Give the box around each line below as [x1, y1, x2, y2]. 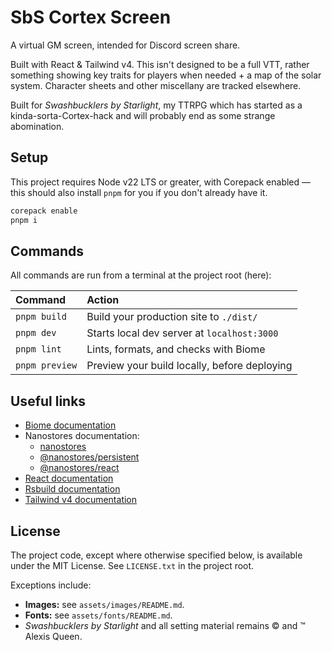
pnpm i [10, 215, 38, 225]
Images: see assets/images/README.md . [24, 598, 185, 610]
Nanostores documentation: [24, 430, 140, 442]
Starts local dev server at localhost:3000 [86, 326, 279, 340]
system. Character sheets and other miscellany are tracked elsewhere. [10, 79, 302, 91]
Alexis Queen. [24, 630, 83, 642]
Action [86, 293, 120, 307]
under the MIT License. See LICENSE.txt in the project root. [10, 559, 255, 571]
